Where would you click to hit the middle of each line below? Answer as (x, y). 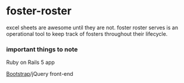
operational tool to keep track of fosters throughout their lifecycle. (87, 33)
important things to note (42, 49)
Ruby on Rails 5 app (31, 62)
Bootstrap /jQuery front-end (40, 74)
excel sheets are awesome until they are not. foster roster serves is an (92, 27)
